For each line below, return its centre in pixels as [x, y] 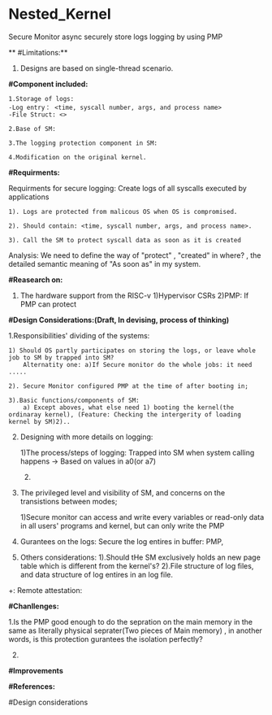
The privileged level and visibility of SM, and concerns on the [123, 492]
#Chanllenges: [34, 606]
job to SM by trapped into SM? [61, 357]
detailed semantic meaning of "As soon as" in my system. [105, 264]
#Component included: [48, 84]
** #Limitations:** [38, 52]
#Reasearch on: [36, 279]
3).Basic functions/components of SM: [74, 400]
